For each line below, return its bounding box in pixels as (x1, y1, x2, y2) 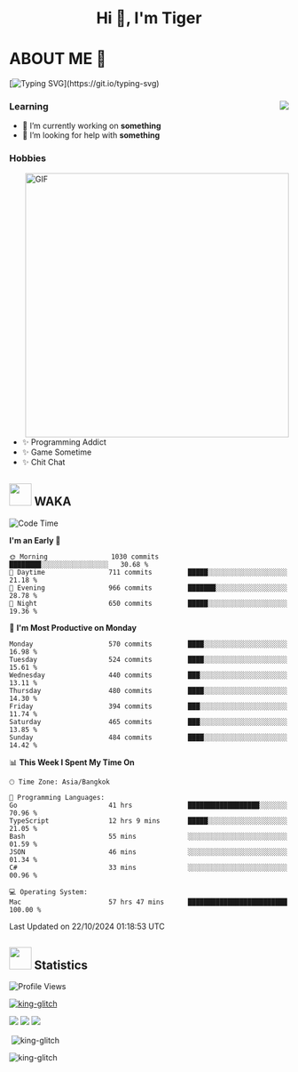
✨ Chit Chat (21, 456, 66, 467)
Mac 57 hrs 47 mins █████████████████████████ (9, 898, 288, 907)
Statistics (34, 957, 89, 972)
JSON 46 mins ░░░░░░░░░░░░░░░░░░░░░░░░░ (9, 847, 288, 857)
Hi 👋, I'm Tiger (96, 8, 202, 28)
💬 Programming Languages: (9, 793, 105, 802)
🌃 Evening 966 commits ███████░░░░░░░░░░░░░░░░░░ (9, 583, 288, 592)
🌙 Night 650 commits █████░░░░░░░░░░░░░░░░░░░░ (9, 599, 288, 608)
